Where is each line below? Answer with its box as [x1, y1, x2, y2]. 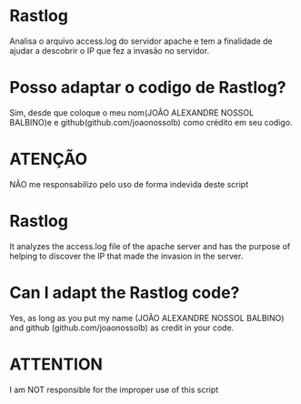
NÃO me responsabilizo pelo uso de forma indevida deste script [9, 178, 249, 189]
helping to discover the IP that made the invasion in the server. [9, 250, 244, 261]
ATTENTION [9, 354, 103, 374]
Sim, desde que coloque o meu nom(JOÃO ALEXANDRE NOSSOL [9, 106, 255, 118]
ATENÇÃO [9, 149, 88, 169]
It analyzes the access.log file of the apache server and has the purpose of [9, 240, 291, 251]
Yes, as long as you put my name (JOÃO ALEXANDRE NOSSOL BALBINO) [9, 312, 285, 323]
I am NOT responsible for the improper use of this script [9, 384, 219, 395]
